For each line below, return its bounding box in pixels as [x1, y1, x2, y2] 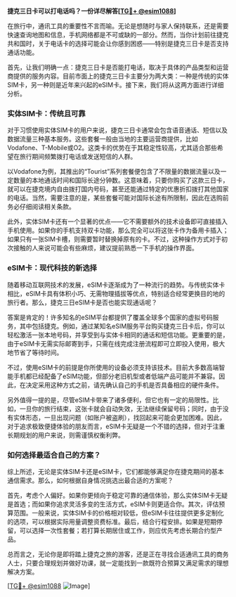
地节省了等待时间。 [7, 348, 63, 357]
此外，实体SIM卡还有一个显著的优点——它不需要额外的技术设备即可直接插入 [7, 217, 228, 226]
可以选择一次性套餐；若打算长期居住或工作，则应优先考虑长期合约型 [19, 526, 216, 534]
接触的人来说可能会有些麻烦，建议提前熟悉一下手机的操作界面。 [13, 244, 198, 252]
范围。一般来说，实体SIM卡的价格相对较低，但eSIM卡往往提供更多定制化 [13, 508, 224, 517]
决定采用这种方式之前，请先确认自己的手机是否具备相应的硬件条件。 [25, 380, 223, 389]
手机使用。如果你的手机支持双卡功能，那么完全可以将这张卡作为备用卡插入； [7, 226, 229, 235]
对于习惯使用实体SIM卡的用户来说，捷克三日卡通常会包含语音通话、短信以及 [7, 126, 228, 134]
